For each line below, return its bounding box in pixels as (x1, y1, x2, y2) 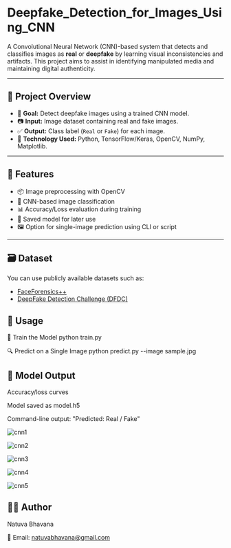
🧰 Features (7, 168, 54, 180)
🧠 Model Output (7, 369, 76, 381)
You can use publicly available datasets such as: (7, 274, 144, 282)
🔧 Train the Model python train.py (7, 333, 102, 342)
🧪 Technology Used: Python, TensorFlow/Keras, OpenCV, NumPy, (16, 135, 206, 143)
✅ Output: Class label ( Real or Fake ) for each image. (16, 126, 166, 135)
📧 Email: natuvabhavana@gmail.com (7, 533, 111, 541)
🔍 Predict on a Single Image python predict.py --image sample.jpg (7, 347, 197, 355)
